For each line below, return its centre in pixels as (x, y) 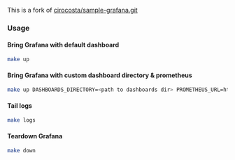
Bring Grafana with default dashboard (63, 45)
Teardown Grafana (35, 136)
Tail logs (20, 105)
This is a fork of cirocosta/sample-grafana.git (72, 10)
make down (22, 151)
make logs (22, 120)
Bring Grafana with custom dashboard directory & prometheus (100, 75)
